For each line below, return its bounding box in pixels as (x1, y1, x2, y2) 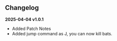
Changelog (5, 4, 39, 12)
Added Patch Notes (12, 26, 51, 31)
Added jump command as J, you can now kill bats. (12, 31, 113, 36)
